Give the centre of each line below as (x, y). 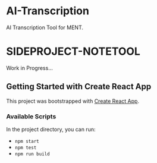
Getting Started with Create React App (79, 87)
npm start (27, 141)
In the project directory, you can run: (51, 129)
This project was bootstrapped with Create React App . (73, 101)
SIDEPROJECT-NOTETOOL (73, 51)
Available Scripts (31, 116)
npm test (26, 148)
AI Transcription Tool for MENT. (45, 27)
